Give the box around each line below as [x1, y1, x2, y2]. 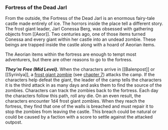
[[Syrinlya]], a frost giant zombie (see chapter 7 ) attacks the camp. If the [5, 72, 155, 78]
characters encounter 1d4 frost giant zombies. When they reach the [5, 98, 145, 104]
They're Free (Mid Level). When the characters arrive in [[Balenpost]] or [5, 66, 155, 72]
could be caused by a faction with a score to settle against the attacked [5, 114, 153, 120]
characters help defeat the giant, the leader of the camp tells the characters [5, 77, 162, 83]
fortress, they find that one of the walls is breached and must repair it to [5, 104, 154, 110]
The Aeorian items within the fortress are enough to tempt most [5, 51, 136, 57]
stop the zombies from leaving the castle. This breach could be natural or [5, 109, 157, 115]
